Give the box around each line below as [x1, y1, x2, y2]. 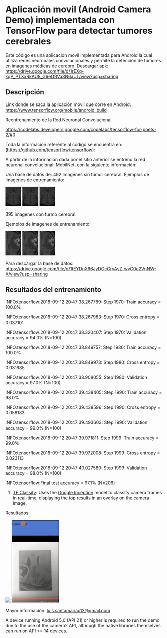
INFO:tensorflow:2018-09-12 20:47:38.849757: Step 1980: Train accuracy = [5, 344, 161, 350]
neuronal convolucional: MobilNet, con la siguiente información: [5, 162, 137, 168]
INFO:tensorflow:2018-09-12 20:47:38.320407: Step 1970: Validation [5, 329, 147, 335]
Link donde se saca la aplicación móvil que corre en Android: [5, 101, 131, 108]
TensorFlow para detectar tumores [5, 25, 153, 36]
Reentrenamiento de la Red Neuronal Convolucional [5, 117, 112, 123]
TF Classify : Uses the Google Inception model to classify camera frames [12, 489, 162, 495]
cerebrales [5, 36, 51, 47]
